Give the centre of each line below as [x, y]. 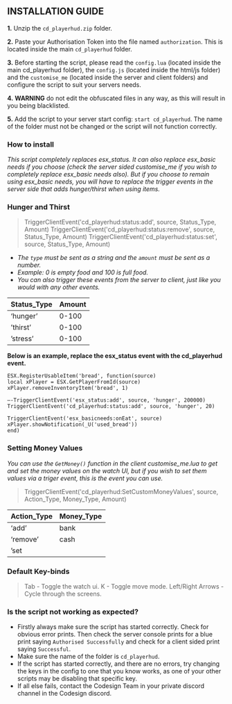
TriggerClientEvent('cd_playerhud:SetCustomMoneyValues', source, [121, 491]
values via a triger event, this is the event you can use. [85, 478]
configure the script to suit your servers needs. [74, 84]
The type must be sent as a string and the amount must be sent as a [113, 258]
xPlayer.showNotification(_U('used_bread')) [72, 425]
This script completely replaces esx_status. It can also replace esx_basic [111, 160]
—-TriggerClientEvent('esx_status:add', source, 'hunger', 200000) [107, 400]
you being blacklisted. [39, 105]
